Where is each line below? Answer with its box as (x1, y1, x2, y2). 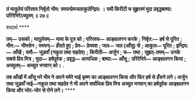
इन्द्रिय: (176, 42, 189, 49)
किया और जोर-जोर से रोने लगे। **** (6, 87, 76, 94)
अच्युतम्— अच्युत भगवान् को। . (6, 62, 65, 69)
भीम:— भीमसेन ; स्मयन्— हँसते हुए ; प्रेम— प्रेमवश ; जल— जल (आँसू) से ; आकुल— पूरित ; (6, 42, 175, 49)
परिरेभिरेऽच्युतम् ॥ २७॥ (6, 12, 48, 19)
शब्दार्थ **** (6, 24, 30, 30)
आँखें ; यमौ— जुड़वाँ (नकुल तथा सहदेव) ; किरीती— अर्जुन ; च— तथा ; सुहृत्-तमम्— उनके (12, 49, 181, 56)
